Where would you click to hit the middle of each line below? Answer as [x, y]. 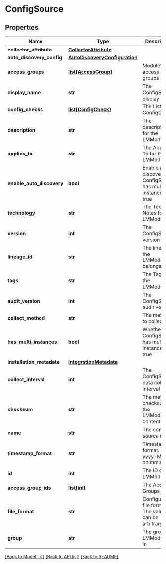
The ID [150, 470]
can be [150, 517]
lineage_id [20, 257]
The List [152, 106]
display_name [24, 92]
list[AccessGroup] [90, 72]
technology [21, 213]
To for [149, 154]
